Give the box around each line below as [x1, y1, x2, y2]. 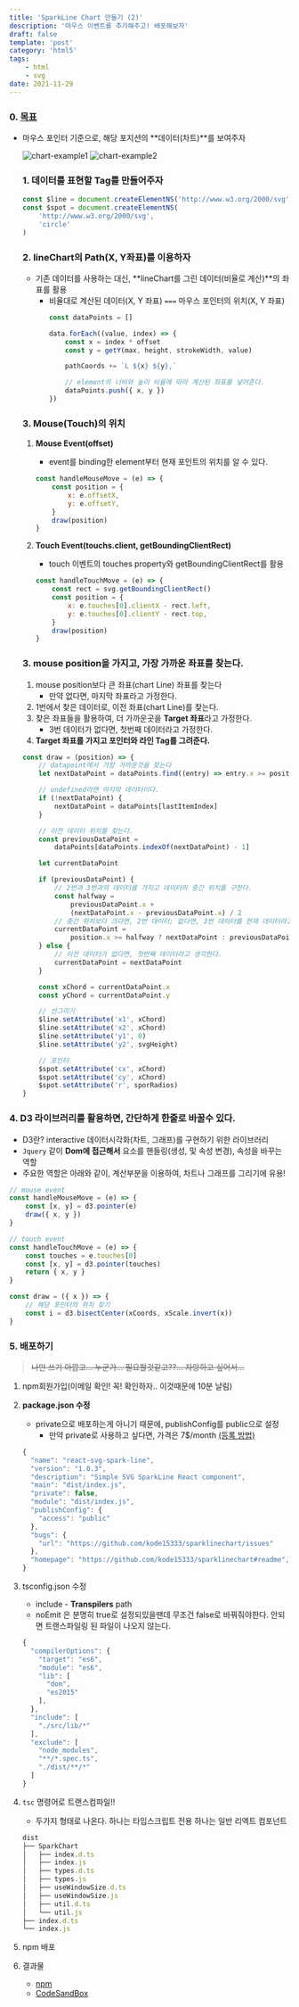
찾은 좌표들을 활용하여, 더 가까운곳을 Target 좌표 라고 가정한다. [35, 713, 252, 723]
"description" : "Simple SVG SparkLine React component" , [30, 1473, 246, 1482]
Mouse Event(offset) [35, 438, 114, 449]
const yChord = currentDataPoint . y [38, 991, 171, 1000]
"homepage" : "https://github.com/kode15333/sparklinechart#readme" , [30, 1556, 290, 1565]
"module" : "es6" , [38, 1663, 103, 1672]
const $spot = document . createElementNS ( [21, 203, 179, 212]
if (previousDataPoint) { [38, 875, 135, 884]
